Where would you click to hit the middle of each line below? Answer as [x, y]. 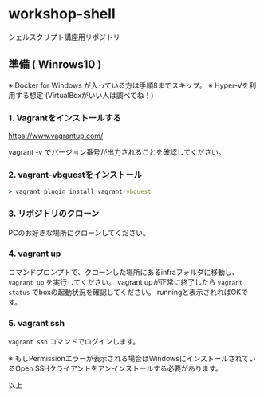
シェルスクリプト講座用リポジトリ [64, 37]
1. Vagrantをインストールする [65, 118]
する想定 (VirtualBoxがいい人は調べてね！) [84, 95]
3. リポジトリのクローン [54, 214]
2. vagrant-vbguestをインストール [75, 175]
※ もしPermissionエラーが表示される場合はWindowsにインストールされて [129, 359]
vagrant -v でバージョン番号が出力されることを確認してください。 [117, 152]
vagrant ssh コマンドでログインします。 [74, 342]
